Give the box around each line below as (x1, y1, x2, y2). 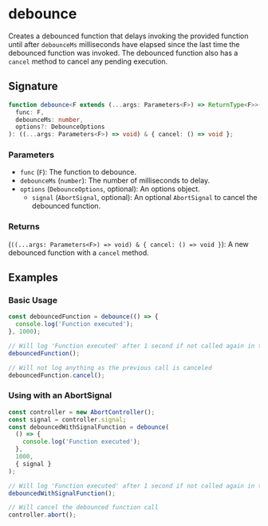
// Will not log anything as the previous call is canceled (8, 363, 213, 371)
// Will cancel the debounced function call (8, 504, 159, 512)
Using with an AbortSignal (8, 390, 112, 401)
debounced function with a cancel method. (8, 248, 149, 257)
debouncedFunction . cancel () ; (8, 371, 105, 379)
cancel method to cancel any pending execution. (8, 57, 168, 66)
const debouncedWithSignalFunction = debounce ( (8, 423, 170, 431)
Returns (8, 221, 40, 232)
